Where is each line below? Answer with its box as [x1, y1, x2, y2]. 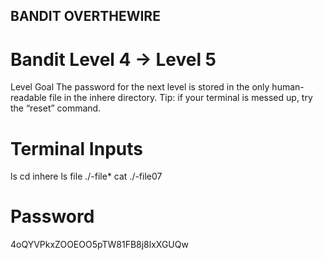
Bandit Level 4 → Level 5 [10, 48, 217, 71]
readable [10, 92, 47, 104]
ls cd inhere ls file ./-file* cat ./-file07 [10, 170, 163, 183]
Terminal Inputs [10, 137, 143, 160]
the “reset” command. [10, 102, 102, 114]
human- [271, 81, 305, 93]
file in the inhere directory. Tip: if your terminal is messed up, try [48, 92, 313, 104]
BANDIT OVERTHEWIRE [10, 8, 161, 25]
